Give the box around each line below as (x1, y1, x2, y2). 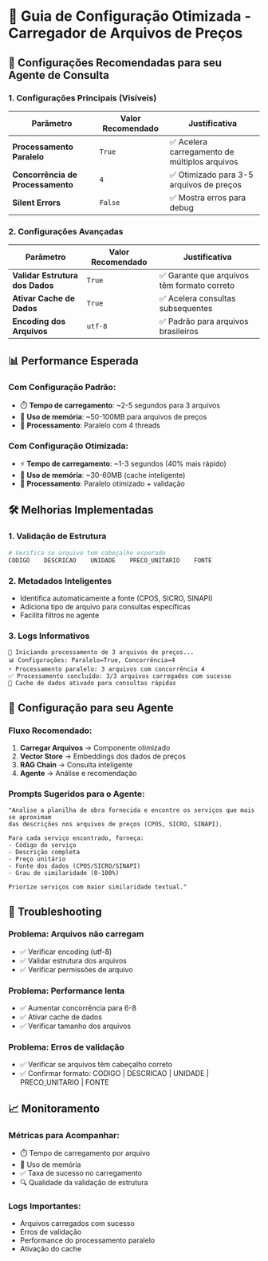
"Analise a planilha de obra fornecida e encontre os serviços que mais (8, 806, 255, 814)
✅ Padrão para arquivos (159, 316, 249, 327)
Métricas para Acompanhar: (8, 1129, 120, 1141)
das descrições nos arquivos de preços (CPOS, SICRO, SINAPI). (8, 821, 223, 829)
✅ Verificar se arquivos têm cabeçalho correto (19, 1060, 173, 1070)
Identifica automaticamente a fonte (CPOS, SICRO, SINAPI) (19, 593, 213, 603)
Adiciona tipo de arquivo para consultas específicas (19, 601, 191, 611)
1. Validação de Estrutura (8, 530, 107, 542)
